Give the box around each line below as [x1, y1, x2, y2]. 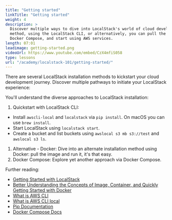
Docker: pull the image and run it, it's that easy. [12, 151, 113, 157]
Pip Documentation [12, 204, 54, 210]
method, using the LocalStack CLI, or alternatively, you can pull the [10, 31, 166, 36]
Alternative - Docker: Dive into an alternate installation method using [12, 146, 157, 152]
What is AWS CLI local [12, 198, 60, 204]
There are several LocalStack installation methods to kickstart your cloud [5, 74, 159, 80]
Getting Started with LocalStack [12, 177, 80, 183]
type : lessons [5, 55, 36, 60]
